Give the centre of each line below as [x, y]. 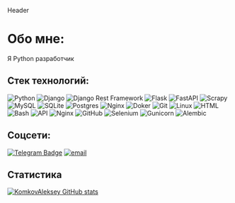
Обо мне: [36, 39]
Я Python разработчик [41, 58]
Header [18, 10]
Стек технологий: [48, 81]
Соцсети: [29, 135]
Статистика [35, 174]
